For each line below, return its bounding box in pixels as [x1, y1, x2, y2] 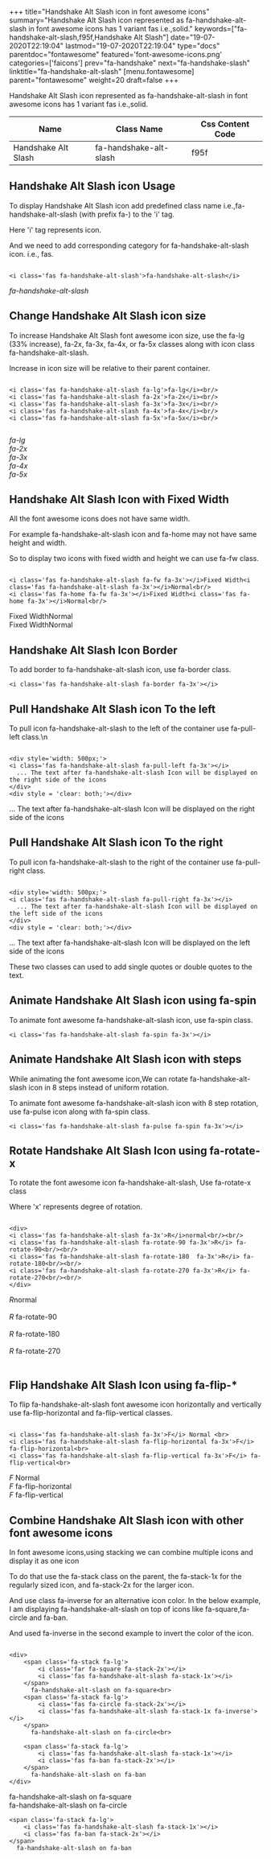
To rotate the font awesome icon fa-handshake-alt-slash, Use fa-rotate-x [9, 1178, 252, 1188]
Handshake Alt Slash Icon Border [9, 643, 178, 657]
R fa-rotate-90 [9, 1312, 57, 1322]
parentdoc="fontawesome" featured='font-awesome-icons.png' [9, 50, 223, 59]
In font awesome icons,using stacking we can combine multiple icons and [9, 1547, 254, 1556]
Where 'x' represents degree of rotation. [9, 1202, 143, 1212]
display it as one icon [9, 1556, 80, 1565]
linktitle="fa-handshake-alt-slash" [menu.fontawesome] [9, 67, 195, 76]
